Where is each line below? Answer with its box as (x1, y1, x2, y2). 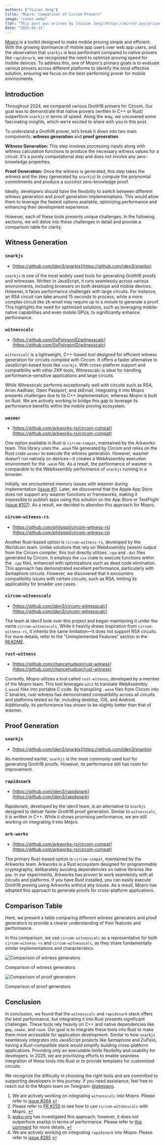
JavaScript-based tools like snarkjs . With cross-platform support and (5, 362, 146, 368)
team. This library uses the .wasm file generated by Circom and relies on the (5, 445, 158, 451)
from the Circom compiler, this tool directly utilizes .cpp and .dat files (5, 549, 146, 555)
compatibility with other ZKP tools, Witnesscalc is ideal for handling (5, 367, 141, 373)
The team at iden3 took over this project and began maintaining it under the (5, 618, 158, 624)
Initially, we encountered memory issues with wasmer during (5, 481, 128, 487)
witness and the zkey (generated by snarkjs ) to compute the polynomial (5, 173, 151, 179)
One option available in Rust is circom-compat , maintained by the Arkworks (5, 440, 155, 446)
